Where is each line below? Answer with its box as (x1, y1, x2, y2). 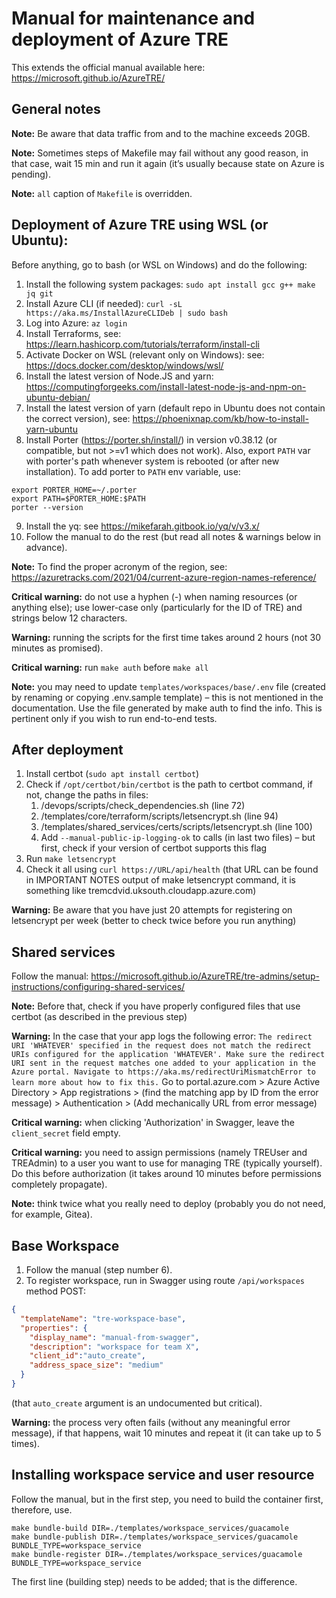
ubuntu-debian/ (25, 391, 91, 403)
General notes (11, 101, 101, 118)
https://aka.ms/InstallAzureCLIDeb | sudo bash (25, 308, 228, 318)
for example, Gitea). (11, 1208, 93, 1221)
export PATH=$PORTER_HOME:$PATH (11, 493, 146, 504)
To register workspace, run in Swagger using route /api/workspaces (25, 1275, 306, 1286)
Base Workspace (11, 1237, 120, 1254)
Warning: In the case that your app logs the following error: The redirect (11, 1030, 313, 1042)
